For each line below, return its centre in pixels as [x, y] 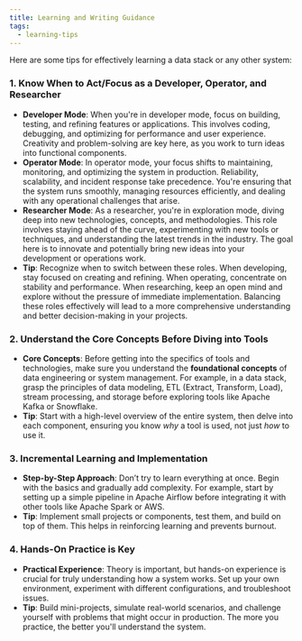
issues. [36, 598]
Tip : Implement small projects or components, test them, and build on [151, 517]
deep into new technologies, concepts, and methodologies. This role [150, 220]
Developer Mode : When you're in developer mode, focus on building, [151, 114]
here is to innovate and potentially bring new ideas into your [133, 248]
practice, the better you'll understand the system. [114, 627]
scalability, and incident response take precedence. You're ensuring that [157, 181]
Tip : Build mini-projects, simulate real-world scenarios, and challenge [151, 607]
